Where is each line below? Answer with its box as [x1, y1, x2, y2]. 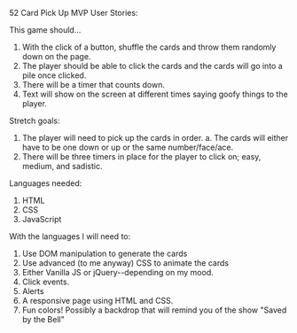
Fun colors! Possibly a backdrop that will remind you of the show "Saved [21, 305, 287, 315]
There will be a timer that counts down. [21, 80, 166, 89]
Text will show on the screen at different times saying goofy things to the [21, 89, 288, 99]
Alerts [21, 286, 44, 296]
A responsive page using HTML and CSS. [21, 296, 174, 306]
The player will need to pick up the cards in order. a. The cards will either [21, 133, 289, 143]
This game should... [9, 25, 82, 35]
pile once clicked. [21, 70, 87, 81]
